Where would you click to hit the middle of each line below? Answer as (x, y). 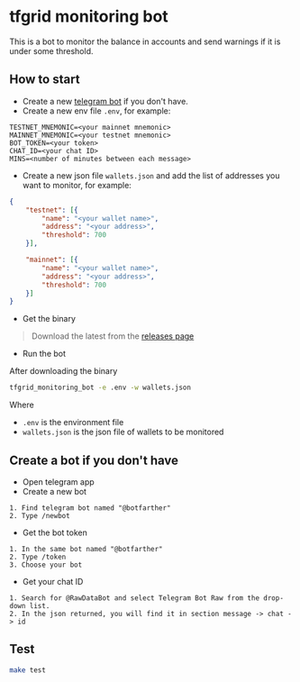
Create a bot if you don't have (94, 460)
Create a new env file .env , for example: (96, 111)
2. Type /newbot (40, 515)
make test (28, 670)
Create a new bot (55, 491)
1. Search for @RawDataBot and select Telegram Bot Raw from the (134, 598)
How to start (45, 80)
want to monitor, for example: (77, 185)
